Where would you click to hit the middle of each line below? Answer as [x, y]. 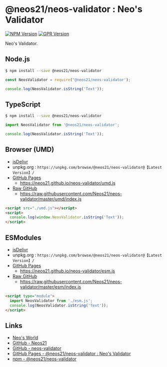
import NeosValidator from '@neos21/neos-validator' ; [62, 125]
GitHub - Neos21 [29, 343]
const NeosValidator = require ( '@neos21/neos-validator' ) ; [68, 80]
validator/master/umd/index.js [50, 199]
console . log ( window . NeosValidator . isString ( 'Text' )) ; [67, 217]
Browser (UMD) [30, 149]
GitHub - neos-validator [37, 348]
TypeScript [23, 104]
